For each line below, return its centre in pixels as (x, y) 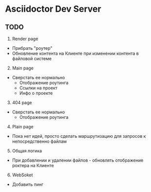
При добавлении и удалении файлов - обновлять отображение (78, 160)
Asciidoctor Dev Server (53, 9)
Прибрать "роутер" (32, 48)
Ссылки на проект (38, 88)
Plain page (23, 127)
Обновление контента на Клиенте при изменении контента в (75, 53)
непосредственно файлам (39, 141)
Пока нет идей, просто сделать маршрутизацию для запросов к (79, 136)
